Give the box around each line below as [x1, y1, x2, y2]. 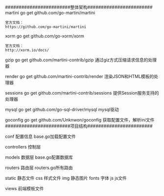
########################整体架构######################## [5, 4, 153, 10]
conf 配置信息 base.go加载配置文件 [5, 134, 76, 139]
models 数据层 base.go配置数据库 [5, 154, 73, 160]
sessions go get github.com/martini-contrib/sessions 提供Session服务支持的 [5, 90, 159, 96]
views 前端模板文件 [5, 186, 44, 191]
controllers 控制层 [5, 144, 41, 149]
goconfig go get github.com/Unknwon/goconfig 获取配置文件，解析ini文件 [5, 117, 155, 122]
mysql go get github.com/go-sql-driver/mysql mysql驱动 [5, 107, 119, 112]
